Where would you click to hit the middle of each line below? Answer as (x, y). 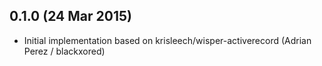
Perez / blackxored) (64, 51)
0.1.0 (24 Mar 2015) (70, 16)
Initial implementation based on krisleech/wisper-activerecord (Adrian (167, 40)
